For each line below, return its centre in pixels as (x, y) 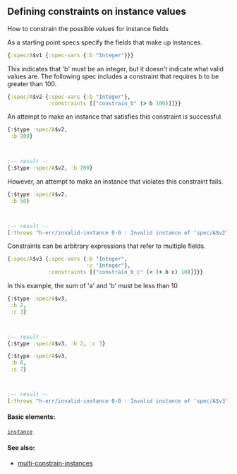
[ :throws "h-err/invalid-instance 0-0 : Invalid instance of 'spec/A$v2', (120, 232)
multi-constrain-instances (55, 463)
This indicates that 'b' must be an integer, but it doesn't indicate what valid (116, 69)
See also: (21, 447)
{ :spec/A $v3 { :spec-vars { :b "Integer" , (68, 259)
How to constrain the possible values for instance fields (88, 28)
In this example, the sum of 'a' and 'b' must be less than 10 (92, 286)
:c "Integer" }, (108, 266)
